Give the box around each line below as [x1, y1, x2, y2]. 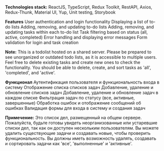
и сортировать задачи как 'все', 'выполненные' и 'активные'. [5, 141, 133, 146]
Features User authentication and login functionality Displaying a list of [5, 19, 148, 24]
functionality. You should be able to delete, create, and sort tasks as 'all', [5, 65, 151, 70]
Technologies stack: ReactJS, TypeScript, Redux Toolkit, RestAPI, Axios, [5, 4, 153, 10]
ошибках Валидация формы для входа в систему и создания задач [5, 105, 146, 111]
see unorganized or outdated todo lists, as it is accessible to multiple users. [5, 54, 157, 60]
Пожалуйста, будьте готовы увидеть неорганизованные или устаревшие [5, 120, 158, 126]
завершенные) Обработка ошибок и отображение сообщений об [5, 100, 141, 106]
